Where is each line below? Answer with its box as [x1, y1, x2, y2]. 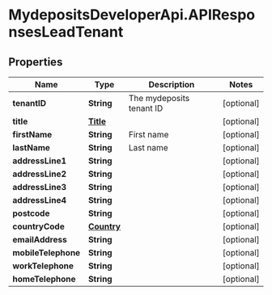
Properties [8, 55, 63, 69]
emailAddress [12, 234, 67, 245]
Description [148, 79, 195, 90]
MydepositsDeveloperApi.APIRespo [8, 6, 256, 24]
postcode [12, 208, 50, 219]
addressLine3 [12, 182, 67, 192]
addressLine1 [12, 155, 67, 166]
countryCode [12, 221, 65, 232]
